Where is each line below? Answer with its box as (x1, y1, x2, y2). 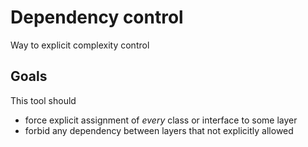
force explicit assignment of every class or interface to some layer (24, 114, 298, 126)
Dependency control (10, 6, 184, 29)
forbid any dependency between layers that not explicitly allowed (24, 124, 294, 136)
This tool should (10, 94, 77, 106)
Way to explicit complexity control (10, 39, 150, 51)
